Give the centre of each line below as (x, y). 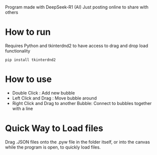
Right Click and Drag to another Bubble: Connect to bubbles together (82, 103)
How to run (28, 32)
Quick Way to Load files (54, 128)
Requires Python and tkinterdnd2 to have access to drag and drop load (77, 46)
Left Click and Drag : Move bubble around (54, 98)
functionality (18, 51)
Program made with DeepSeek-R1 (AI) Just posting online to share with (77, 7)
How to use (28, 79)
